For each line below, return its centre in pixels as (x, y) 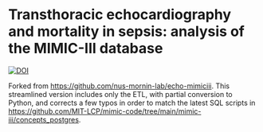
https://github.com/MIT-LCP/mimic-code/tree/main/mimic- (105, 111)
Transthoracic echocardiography (120, 15)
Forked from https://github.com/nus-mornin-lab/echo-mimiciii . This (119, 86)
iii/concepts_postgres (44, 119)
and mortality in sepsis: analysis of (126, 31)
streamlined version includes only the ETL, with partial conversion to (120, 94)
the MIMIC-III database (86, 49)
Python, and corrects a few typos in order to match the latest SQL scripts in (132, 103)
